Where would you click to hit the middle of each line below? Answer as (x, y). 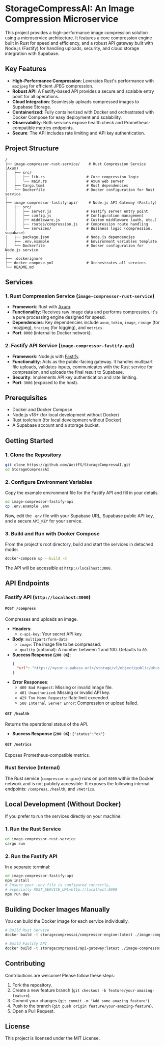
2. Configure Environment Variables (49, 482)
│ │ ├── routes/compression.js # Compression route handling (77, 224)
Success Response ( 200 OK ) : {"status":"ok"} (59, 734)
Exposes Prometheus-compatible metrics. (48, 755)
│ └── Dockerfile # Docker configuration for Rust (80, 190)
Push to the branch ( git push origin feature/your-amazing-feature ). (82, 1006)
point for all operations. (36, 96)
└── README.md (20, 267)
